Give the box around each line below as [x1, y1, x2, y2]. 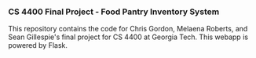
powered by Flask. [8, 41, 68, 50]
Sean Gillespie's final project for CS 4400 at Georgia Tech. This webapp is [8, 32, 249, 42]
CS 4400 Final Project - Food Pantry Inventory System [8, 6, 220, 17]
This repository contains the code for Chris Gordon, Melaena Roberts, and [8, 24, 248, 34]
